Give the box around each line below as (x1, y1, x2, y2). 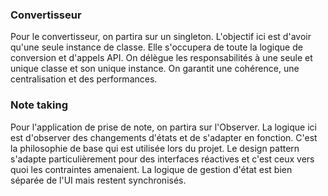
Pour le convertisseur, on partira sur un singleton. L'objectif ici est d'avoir (10, 31, 312, 43)
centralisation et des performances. (10, 73, 158, 85)
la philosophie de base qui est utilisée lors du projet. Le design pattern (10, 142, 300, 154)
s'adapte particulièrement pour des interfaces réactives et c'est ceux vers (10, 153, 315, 165)
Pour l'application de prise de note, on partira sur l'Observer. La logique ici (10, 121, 317, 133)
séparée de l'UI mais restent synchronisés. (10, 174, 187, 186)
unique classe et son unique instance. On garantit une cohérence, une (10, 63, 300, 75)
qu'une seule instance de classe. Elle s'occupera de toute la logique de (10, 41, 303, 53)
